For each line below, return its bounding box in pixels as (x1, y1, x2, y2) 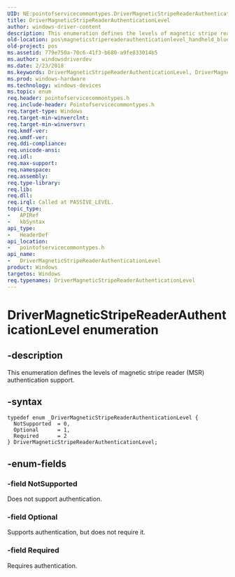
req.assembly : (7, 173, 49, 180)
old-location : (7, 36, 49, 43)
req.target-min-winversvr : (7, 120, 86, 128)
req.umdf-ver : (7, 134, 49, 141)
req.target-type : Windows (7, 108, 83, 115)
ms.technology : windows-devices (7, 82, 101, 89)
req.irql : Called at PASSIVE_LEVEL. (7, 199, 114, 206)
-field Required (7, 546, 59, 555)
